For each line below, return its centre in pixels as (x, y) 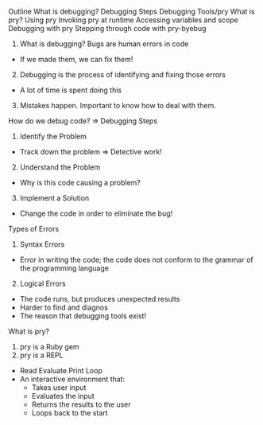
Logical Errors (43, 283)
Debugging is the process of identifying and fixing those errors (123, 74)
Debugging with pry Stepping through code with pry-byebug (107, 28)
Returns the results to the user (81, 404)
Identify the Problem (53, 136)
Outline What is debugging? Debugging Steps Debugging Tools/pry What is (132, 12)
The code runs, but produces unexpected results (100, 299)
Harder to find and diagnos (64, 307)
